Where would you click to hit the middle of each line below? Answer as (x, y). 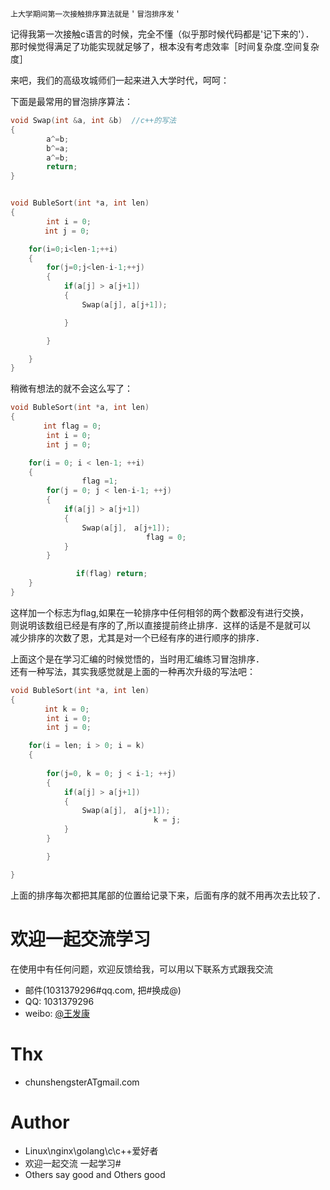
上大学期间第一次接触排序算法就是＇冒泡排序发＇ (96, 14)
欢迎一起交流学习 (81, 939)
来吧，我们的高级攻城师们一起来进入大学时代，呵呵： (120, 80)
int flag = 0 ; (72, 426)
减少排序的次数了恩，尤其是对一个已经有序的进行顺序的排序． (135, 637)
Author (40, 1122)
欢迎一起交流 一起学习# (73, 1164)
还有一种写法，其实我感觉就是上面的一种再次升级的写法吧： (133, 671)
